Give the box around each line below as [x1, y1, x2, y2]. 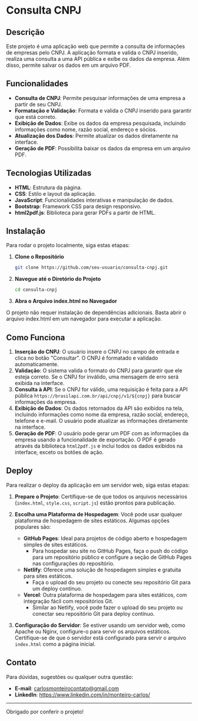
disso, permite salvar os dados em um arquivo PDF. [6, 62, 131, 69]
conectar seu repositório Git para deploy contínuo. [32, 610, 155, 617]
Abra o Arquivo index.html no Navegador [14, 298, 117, 305]
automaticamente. [14, 361, 59, 367]
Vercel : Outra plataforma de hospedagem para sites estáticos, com [23, 591, 187, 598]
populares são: [14, 523, 51, 530]
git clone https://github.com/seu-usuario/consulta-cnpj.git [14, 264, 169, 271]
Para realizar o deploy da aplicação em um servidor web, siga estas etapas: [6, 481, 190, 489]
